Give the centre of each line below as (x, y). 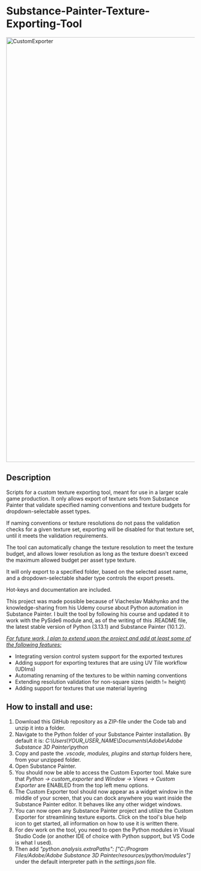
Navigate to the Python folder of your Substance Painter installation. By (103, 734)
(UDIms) (25, 669)
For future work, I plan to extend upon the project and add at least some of (99, 638)
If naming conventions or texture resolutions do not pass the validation (93, 523)
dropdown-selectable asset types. (48, 511)
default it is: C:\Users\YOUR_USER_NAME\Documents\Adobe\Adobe (99, 740)
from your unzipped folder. (48, 760)
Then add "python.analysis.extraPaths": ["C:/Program (81, 849)
